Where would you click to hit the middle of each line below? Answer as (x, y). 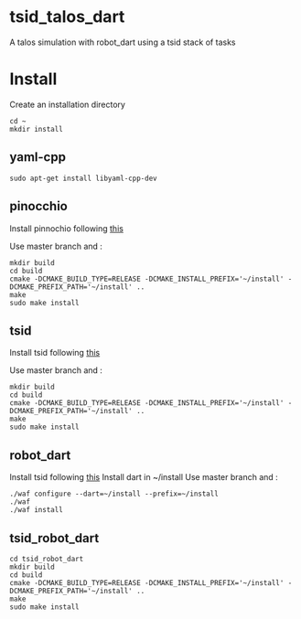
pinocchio (39, 206)
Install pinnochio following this (66, 228)
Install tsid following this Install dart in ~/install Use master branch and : (144, 477)
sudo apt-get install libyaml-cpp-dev (83, 178)
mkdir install (37, 129)
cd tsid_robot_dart (47, 559)
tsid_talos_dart (67, 17)
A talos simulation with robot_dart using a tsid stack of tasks (123, 42)
